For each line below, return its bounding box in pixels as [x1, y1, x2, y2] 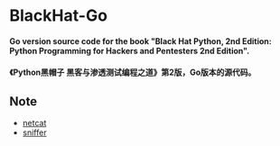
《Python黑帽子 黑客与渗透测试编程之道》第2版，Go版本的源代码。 [9, 67, 257, 78]
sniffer [22, 127, 47, 138]
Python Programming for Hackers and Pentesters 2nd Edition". [9, 45, 250, 56]
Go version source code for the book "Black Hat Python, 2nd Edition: [9, 35, 273, 46]
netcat [22, 118, 47, 129]
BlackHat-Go [9, 5, 108, 26]
